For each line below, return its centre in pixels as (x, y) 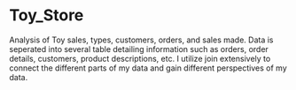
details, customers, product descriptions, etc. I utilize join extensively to (140, 58)
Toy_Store (47, 15)
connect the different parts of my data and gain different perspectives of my (148, 68)
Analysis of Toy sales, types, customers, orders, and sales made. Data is (141, 40)
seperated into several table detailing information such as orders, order (139, 49)
